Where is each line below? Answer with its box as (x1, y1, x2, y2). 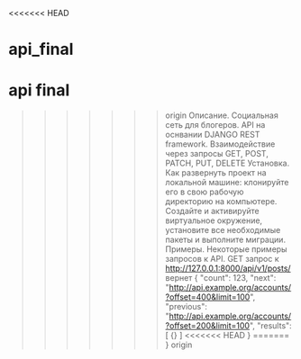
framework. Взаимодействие (165, 139, 276, 149)
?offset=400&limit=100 (165, 292, 251, 302)
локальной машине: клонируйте (165, 177, 289, 188)
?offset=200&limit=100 (165, 320, 250, 331)
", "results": (249, 320, 292, 331)
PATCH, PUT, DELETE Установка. (165, 157, 290, 169)
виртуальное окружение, (165, 215, 263, 226)
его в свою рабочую (165, 186, 244, 197)
